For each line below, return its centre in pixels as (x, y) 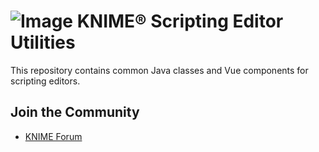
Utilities (43, 42)
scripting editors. (45, 81)
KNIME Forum (53, 136)
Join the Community (75, 112)
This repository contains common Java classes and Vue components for (159, 70)
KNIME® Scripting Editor (180, 21)
